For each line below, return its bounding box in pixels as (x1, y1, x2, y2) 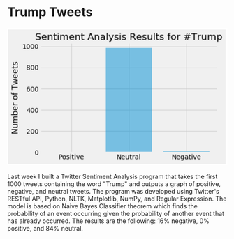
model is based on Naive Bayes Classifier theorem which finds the (7, 202, 198, 210)
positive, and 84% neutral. (7, 224, 84, 233)
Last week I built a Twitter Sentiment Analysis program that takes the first (7, 172, 218, 181)
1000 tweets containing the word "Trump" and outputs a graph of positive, (7, 180, 221, 188)
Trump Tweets (7, 4, 93, 20)
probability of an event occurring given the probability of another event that (7, 210, 225, 218)
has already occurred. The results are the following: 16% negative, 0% (7, 217, 210, 225)
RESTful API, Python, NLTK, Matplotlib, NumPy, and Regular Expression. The (7, 194, 227, 203)
